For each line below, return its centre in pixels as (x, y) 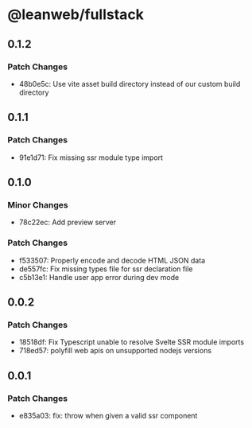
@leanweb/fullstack (76, 15)
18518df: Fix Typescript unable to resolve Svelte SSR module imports (131, 342)
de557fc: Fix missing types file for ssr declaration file (106, 269)
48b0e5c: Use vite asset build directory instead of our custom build (130, 84)
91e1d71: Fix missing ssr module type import (91, 158)
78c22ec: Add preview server (68, 222)
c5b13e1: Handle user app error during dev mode (99, 277)
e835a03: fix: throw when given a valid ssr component (108, 415)
